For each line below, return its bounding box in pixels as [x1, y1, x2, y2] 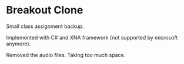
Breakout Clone [6, 3, 83, 17]
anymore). [6, 40, 31, 47]
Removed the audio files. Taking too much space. [6, 51, 126, 58]
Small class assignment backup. [6, 23, 84, 30]
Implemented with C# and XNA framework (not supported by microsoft [6, 34, 178, 41]
